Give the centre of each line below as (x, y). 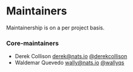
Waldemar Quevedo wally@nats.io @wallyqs (69, 63)
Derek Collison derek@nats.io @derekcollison (71, 56)
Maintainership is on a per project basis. (55, 28)
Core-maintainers (33, 43)
